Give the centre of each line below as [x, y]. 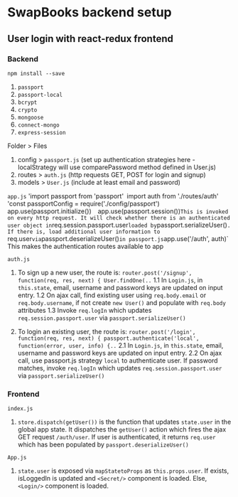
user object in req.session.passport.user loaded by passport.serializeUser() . [119, 225]
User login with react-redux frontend [91, 39]
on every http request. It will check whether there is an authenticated [119, 218]
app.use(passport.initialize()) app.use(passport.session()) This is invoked [118, 211]
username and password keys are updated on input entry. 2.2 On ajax [120, 353]
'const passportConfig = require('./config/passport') [83, 203]
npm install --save [36, 73]
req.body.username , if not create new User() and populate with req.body [121, 302]
